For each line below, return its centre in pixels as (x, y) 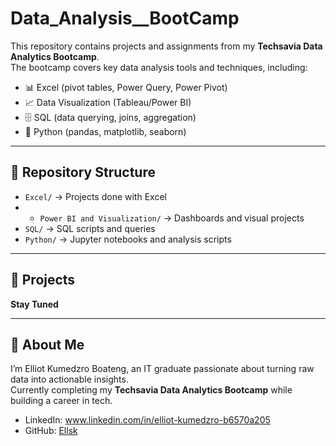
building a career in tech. (61, 401)
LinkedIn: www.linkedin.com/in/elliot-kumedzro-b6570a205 (147, 420)
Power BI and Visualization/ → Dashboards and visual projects (172, 218)
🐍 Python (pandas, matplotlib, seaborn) (105, 131)
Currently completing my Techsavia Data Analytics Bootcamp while (151, 390)
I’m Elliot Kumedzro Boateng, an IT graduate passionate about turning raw (162, 369)
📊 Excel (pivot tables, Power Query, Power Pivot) (126, 87)
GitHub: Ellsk (51, 431)
